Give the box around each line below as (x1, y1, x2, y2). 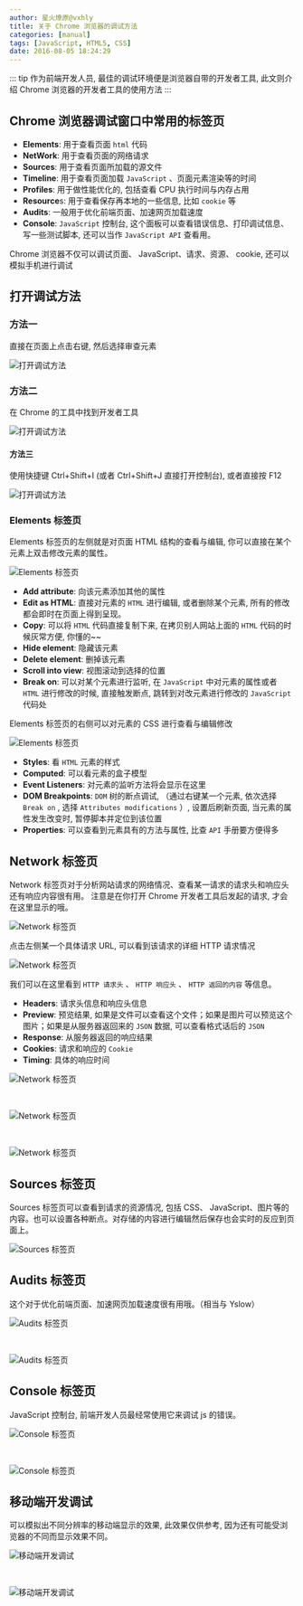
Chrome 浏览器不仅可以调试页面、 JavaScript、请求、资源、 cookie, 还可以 (9, 248, 289, 259)
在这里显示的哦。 (9, 902, 73, 913)
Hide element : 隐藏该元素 (22, 643, 118, 654)
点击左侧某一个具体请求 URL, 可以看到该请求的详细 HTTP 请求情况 (9, 940, 256, 951)
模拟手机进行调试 (9, 260, 73, 270)
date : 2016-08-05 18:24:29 (9, 47, 111, 56)
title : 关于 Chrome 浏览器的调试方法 (9, 22, 138, 31)
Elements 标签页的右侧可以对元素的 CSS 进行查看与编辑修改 (9, 718, 233, 729)
